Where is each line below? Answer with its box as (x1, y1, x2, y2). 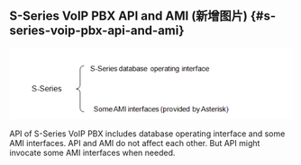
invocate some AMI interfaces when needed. (9, 147, 176, 158)
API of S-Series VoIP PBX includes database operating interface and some (9, 128, 286, 139)
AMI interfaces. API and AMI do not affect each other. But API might (9, 137, 260, 148)
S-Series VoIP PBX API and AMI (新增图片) (9, 8, 248, 24)
